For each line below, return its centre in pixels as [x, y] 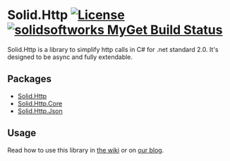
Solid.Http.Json [40, 111]
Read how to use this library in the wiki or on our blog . [86, 150]
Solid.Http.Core [40, 103]
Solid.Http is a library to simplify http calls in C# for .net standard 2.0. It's [113, 49]
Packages [29, 79]
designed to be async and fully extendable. [70, 57]
